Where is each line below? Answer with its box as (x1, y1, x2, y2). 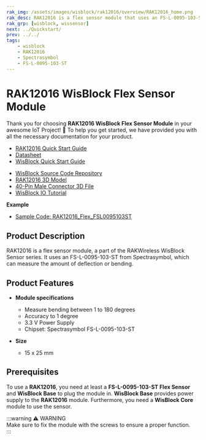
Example (6, 201, 29, 208)
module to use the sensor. (6, 403, 72, 410)
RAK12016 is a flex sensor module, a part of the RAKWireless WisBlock (6, 247, 185, 254)
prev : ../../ (6, 32, 40, 38)
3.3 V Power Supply (24, 319, 75, 327)
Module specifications (15, 294, 74, 302)
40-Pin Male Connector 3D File (15, 183, 94, 190)
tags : (6, 37, 20, 44)
